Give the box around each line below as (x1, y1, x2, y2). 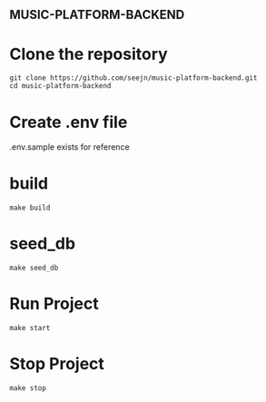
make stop (9, 384, 47, 393)
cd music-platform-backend (9, 82, 112, 91)
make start (9, 324, 51, 333)
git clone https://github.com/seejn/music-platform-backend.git (9, 74, 258, 83)
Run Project (9, 294, 99, 314)
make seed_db (9, 263, 59, 273)
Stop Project (9, 354, 104, 375)
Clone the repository (9, 44, 168, 64)
